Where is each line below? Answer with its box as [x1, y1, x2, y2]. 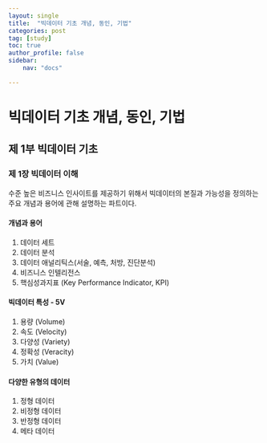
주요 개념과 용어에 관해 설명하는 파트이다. [8, 198, 137, 208]
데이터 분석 [19, 247, 55, 257]
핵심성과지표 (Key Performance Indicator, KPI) [19, 278, 170, 287]
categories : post [8, 26, 67, 35]
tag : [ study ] [8, 34, 52, 43]
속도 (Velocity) [19, 327, 67, 337]
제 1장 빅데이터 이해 [8, 169, 79, 180]
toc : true [8, 42, 42, 50]
